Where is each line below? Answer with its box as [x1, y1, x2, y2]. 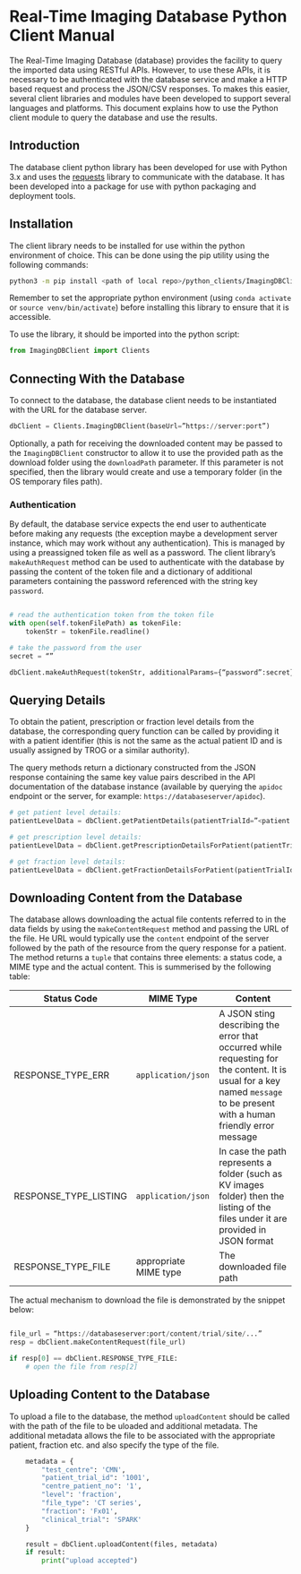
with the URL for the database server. [9, 405, 148, 416]
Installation [9, 217, 73, 232]
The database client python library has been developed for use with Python [9, 161, 288, 172]
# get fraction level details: [9, 857, 126, 866]
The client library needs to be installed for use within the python [9, 240, 245, 251]
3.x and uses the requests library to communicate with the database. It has [9, 171, 285, 182]
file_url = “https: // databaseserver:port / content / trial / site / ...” [9, 1329, 262, 1338]
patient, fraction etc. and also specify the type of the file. [9, 1440, 219, 1450]
